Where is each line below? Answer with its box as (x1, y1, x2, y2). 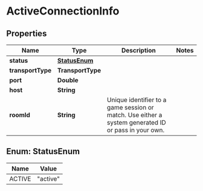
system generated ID (106, 118, 166, 126)
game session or (106, 103, 154, 111)
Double (57, 76, 79, 84)
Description (121, 47, 156, 54)
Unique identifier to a (106, 95, 167, 104)
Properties (6, 28, 47, 39)
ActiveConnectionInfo (6, 4, 120, 18)
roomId (9, 111, 30, 119)
